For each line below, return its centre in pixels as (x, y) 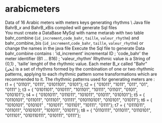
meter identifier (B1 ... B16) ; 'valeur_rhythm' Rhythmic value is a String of (78, 58)
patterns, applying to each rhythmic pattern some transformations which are (81, 74)
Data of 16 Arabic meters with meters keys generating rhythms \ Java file (78, 22)
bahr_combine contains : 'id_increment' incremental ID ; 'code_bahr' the (77, 53)
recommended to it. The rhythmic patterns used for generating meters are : (80, 79)
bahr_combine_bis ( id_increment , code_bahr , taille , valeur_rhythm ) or (74, 43)
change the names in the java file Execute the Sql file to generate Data (75, 48)
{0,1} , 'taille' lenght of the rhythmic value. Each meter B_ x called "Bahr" (76, 64)
